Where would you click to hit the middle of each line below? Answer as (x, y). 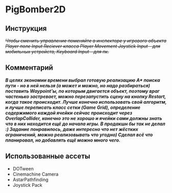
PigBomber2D (36, 9)
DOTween (23, 168)
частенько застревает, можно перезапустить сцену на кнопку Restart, (86, 96)
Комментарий (29, 68)
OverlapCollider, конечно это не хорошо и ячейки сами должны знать (84, 118)
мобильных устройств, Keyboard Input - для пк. (57, 52)
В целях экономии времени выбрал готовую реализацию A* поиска (83, 80)
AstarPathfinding (30, 179)
